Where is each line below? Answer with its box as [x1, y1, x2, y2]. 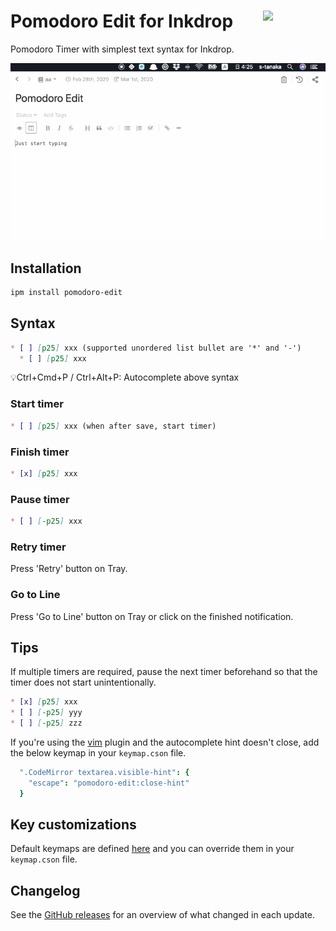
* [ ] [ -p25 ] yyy [10, 708, 83, 718]
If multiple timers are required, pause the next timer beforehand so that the [10, 666, 318, 678]
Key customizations [10, 816, 137, 833]
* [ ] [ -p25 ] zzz [10, 718, 83, 729]
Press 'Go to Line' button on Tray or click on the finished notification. [10, 610, 294, 622]
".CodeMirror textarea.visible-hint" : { [19, 767, 190, 777]
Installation [10, 260, 82, 277]
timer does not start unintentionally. [10, 676, 157, 689]
